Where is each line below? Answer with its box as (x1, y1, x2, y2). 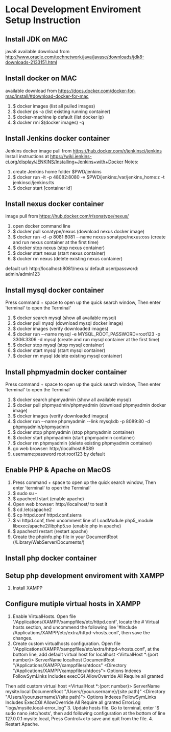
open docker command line (12, 223, 70, 229)
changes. (12, 635, 33, 641)
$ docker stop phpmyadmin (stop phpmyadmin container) (12, 429, 134, 435)
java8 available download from (5, 49, 70, 54)
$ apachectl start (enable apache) (12, 495, 84, 502)
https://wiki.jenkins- (50, 153, 92, 159)
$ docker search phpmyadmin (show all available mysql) (12, 396, 132, 403)
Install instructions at (5, 153, 50, 159)
